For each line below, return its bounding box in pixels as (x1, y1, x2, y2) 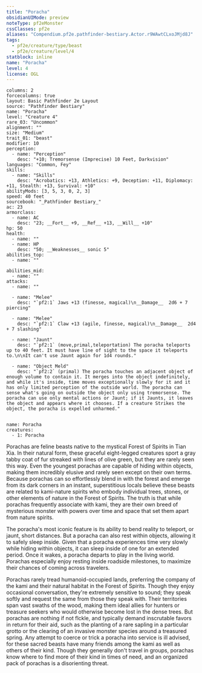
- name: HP (11, 241, 39, 247)
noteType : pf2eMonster (6, 20, 64, 26)
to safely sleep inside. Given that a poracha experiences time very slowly (6, 538, 189, 546)
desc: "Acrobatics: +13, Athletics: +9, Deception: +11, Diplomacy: (17, 178, 194, 184)
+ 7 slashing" (6, 326, 42, 332)
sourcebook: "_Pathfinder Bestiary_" (6, 199, 102, 205)
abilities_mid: (6, 268, 45, 274)
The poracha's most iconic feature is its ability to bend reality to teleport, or (6, 526, 194, 533)
